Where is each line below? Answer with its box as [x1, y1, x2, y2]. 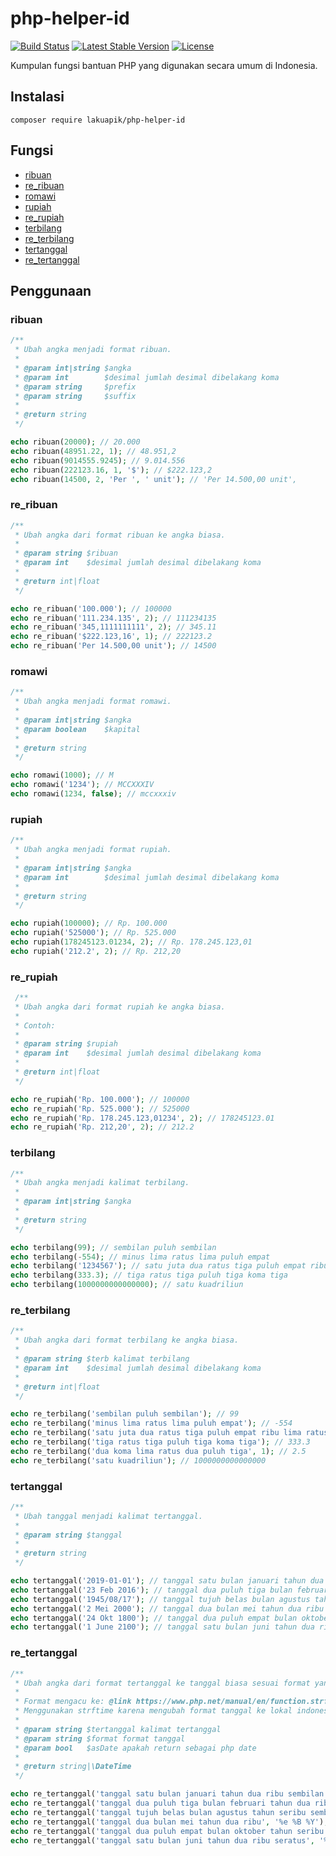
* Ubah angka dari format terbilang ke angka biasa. [14, 1335, 240, 1346]
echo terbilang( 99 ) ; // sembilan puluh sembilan [10, 1242, 217, 1252]
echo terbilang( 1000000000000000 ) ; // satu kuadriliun [10, 1280, 244, 1290]
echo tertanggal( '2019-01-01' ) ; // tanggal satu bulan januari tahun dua [10, 1576, 325, 1586]
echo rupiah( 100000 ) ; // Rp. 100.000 [10, 918, 168, 929]
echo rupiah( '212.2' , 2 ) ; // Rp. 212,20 [10, 946, 182, 956]
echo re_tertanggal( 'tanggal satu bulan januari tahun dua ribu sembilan [10, 1789, 325, 1799]
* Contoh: [14, 1020, 56, 1031]
